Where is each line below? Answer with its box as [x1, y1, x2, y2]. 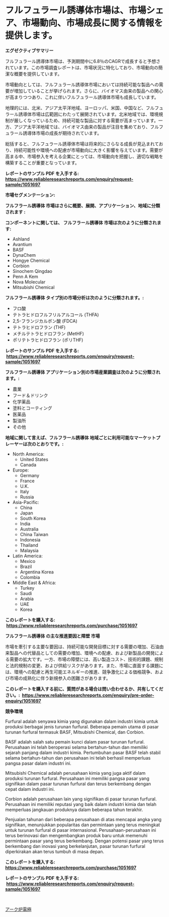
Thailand [20, 542, 39, 548]
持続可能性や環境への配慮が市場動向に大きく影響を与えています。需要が [14, 147, 163, 153]
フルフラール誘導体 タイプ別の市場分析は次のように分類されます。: [5, 295, 144, 301]
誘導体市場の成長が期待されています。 [22, 130, 102, 136]
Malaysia [20, 547, 39, 553]
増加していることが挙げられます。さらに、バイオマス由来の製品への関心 [14, 88, 163, 94]
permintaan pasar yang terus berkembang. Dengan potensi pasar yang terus [5, 838, 164, 844]
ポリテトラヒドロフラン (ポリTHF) [12, 336, 83, 343]
